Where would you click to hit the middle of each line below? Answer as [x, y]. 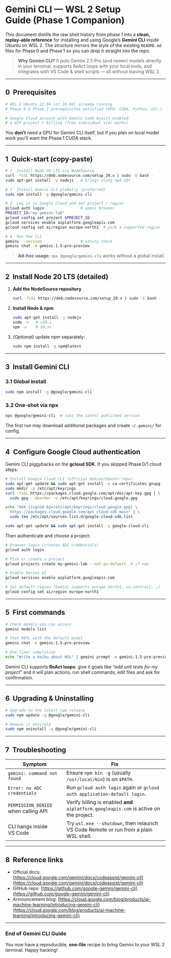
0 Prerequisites [31, 92]
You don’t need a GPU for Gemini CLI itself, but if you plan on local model [82, 133]
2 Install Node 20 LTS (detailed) [57, 276]
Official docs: [26, 872]
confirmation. [19, 677]
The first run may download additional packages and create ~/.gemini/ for [83, 426]
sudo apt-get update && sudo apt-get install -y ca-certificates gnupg [83, 484]
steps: [12, 470]
